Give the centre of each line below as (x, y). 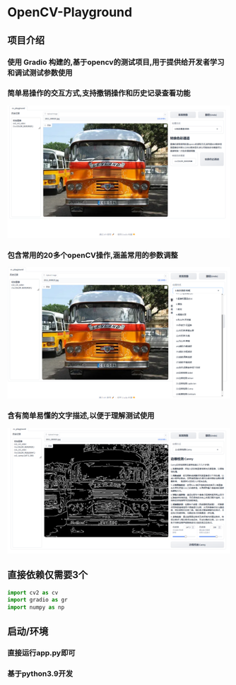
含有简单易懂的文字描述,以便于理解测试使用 (81, 416)
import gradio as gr (38, 600)
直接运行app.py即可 (41, 653)
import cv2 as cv (33, 592)
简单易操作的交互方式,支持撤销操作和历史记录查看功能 (99, 93)
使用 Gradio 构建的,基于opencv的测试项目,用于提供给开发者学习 (116, 62)
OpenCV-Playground (70, 12)
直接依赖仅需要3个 (48, 575)
